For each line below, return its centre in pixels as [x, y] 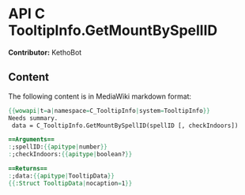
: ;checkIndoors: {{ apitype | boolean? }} [70, 155]
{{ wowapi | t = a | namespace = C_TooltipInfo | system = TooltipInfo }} [109, 111]
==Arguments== [32, 140]
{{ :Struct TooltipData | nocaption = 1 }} [70, 183]
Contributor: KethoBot [45, 52]
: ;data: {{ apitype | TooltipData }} [61, 176]
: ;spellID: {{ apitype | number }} [58, 147]
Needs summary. [33, 118]
